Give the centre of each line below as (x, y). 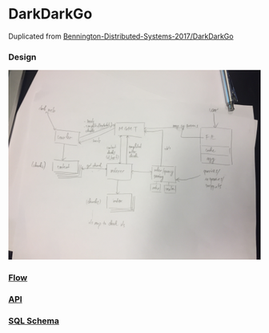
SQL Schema (34, 321)
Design (22, 57)
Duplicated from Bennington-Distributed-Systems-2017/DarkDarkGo (121, 36)
